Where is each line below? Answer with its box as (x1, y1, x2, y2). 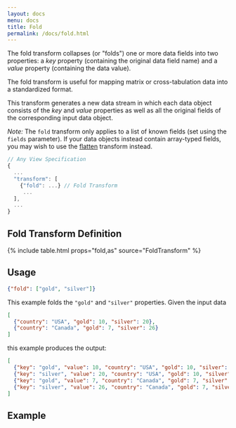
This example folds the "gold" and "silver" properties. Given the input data (7, 298, 227, 306)
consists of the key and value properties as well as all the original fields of (7, 106, 221, 115)
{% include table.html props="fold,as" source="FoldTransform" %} (7, 246, 202, 254)
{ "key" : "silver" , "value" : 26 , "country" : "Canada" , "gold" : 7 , (13, 384, 209, 391)
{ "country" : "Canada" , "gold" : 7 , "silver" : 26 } (13, 325, 159, 332)
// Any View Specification (7, 156, 86, 163)
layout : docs (7, 10, 46, 18)
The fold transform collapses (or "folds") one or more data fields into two (7, 49, 219, 58)
